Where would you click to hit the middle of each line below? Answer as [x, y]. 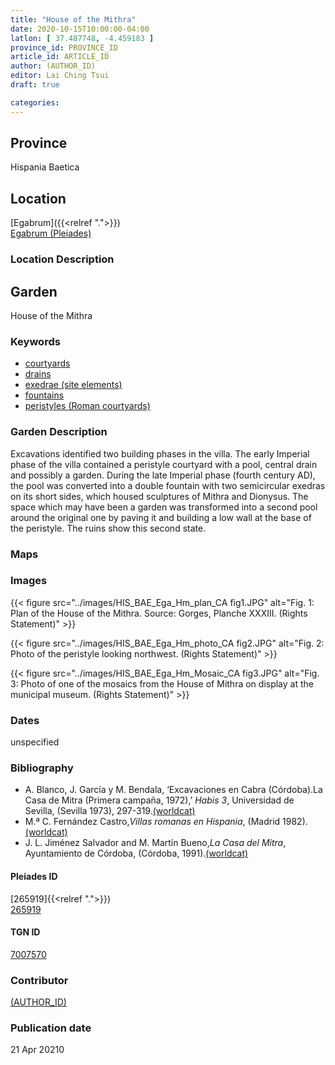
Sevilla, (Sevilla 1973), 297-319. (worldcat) [110, 811]
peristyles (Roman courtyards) [87, 406]
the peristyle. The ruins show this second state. [108, 528]
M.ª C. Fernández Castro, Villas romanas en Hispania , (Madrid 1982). [166, 822]
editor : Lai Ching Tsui [60, 76]
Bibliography [42, 768]
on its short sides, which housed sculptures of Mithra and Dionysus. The [159, 496]
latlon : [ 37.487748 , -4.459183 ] [82, 38]
